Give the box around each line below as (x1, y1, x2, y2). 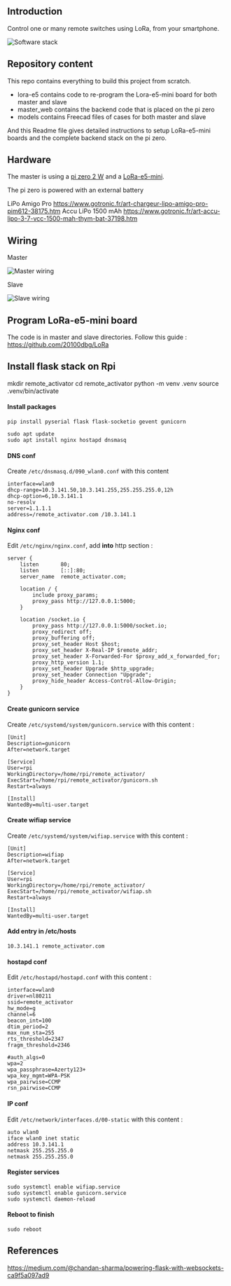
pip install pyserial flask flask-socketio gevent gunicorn (7, 418, 187, 426)
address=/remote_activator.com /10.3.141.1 (7, 511, 136, 518)
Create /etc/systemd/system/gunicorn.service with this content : (7, 720, 195, 728)
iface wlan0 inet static (7, 1135, 80, 1142)
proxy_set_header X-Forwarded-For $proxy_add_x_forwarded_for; (32, 653, 220, 661)
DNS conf (7, 451, 36, 459)
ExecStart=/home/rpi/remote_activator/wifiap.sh (7, 887, 152, 895)
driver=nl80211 (7, 993, 52, 1000)
